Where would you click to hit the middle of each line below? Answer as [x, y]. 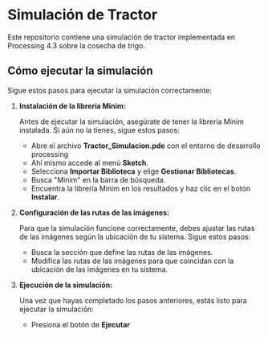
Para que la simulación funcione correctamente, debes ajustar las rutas [137, 228]
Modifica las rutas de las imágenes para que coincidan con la [132, 261]
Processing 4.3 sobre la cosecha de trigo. [77, 45]
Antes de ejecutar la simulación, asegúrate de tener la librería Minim [132, 121]
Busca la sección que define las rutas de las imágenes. [122, 252]
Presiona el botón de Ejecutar [80, 324]
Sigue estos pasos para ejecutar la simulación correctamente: [110, 90]
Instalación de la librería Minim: [72, 105]
